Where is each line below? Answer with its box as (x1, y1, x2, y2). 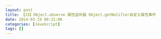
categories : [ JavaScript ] (5, 21, 60, 27)
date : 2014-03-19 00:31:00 (5, 17, 62, 22)
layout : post (5, 7, 33, 13)
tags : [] (5, 26, 24, 31)
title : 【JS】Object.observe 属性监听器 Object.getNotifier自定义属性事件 (5, 12, 156, 17)
